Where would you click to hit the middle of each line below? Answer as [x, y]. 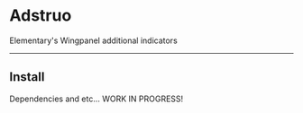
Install [27, 77]
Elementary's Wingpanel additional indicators [93, 40]
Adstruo [41, 16]
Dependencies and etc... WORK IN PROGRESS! [96, 99]
